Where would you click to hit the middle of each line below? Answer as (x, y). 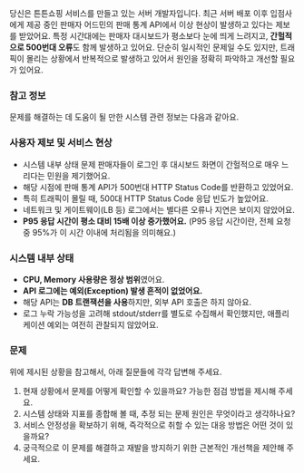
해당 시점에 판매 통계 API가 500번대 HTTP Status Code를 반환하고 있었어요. (158, 187)
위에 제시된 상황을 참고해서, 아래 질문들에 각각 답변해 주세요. (116, 372)
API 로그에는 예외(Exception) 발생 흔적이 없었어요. (113, 290)
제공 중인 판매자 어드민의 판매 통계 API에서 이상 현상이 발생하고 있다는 (150, 24)
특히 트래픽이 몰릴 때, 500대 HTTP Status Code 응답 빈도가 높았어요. (146, 198)
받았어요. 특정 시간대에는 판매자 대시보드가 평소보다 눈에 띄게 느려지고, (143, 36)
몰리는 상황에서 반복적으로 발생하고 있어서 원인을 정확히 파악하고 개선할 (152, 58)
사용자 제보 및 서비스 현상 (61, 143)
